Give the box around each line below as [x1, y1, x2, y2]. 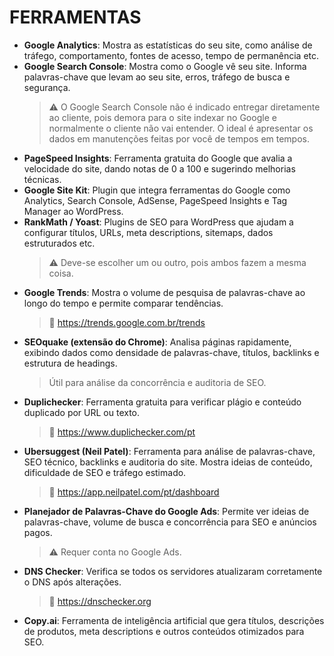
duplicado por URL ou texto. [23, 406, 141, 418]
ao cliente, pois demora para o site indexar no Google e [48, 111, 277, 123]
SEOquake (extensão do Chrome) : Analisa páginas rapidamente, [23, 336, 292, 348]
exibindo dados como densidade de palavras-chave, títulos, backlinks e [23, 346, 320, 358]
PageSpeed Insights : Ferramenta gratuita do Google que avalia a [23, 152, 293, 164]
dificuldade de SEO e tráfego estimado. [23, 466, 187, 478]
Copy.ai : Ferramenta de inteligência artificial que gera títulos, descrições [23, 614, 325, 626]
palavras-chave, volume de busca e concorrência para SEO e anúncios [23, 516, 317, 528]
